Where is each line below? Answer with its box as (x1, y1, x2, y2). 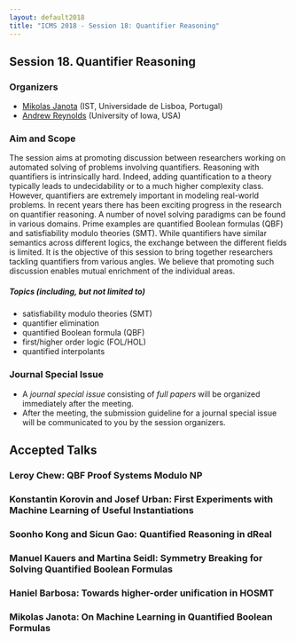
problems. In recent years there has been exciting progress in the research (9, 200, 282, 210)
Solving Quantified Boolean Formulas (9, 563, 173, 575)
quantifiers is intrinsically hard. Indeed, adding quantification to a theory (9, 171, 272, 182)
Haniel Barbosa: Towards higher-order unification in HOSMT (9, 587, 275, 599)
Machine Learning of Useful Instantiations (9, 503, 194, 516)
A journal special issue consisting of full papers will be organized (21, 388, 261, 400)
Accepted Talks (9, 443, 97, 458)
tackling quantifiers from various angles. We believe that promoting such (9, 257, 275, 267)
